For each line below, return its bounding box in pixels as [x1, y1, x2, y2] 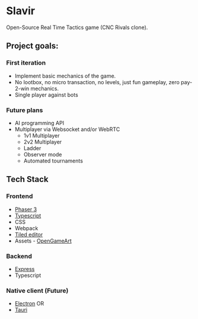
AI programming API [14, 119, 64, 126]
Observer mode [23, 151, 62, 158]
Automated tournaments [23, 157, 83, 164]
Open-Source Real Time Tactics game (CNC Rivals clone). [6, 24, 148, 31]
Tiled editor [14, 231, 43, 238]
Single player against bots [14, 91, 78, 98]
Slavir [6, 4, 36, 18]
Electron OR [14, 300, 44, 307]
